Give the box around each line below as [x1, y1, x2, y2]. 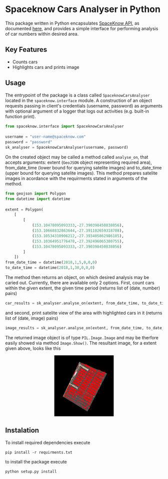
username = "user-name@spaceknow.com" [5, 134, 86, 139]
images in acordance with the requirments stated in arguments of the [5, 175, 147, 181]
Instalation [5, 426, 39, 435]
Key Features [5, 45, 47, 54]
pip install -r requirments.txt [5, 450, 72, 455]
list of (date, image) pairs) [5, 315, 58, 321]
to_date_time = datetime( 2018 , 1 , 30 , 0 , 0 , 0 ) [5, 265, 95, 270]
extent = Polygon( [5, 207, 43, 212]
